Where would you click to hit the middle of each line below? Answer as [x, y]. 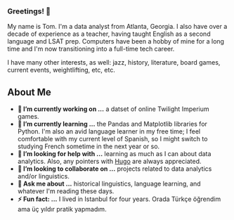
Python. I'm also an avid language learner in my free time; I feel [109, 131]
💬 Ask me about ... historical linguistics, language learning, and [109, 184]
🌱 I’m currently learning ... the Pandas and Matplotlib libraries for [112, 124]
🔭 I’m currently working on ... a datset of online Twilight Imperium [113, 109]
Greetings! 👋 [29, 11]
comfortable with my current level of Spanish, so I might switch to [112, 139]
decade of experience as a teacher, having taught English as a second [109, 34]
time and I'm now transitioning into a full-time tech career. [91, 49]
